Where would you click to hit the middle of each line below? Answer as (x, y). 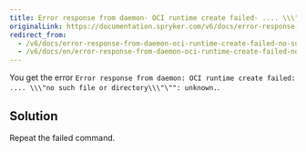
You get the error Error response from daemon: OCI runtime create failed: (153, 77)
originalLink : (36, 26)
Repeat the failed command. (62, 137)
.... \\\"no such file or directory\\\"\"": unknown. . (115, 87)
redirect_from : (38, 35)
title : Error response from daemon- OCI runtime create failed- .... (144, 18)
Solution (34, 116)
